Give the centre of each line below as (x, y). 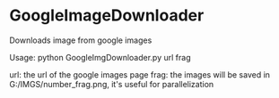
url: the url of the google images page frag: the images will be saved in (140, 74)
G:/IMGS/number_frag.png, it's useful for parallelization (112, 84)
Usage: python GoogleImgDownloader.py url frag (100, 57)
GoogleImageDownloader (107, 16)
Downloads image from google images (81, 40)
